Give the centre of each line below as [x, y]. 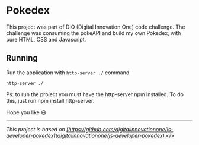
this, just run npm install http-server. [50, 100]
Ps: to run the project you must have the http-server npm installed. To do [95, 94]
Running [22, 58]
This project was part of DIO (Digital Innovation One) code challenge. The [96, 27]
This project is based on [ [37, 129]
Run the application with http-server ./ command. [69, 72]
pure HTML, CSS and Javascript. [46, 39]
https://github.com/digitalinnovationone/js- [121, 129]
